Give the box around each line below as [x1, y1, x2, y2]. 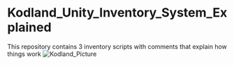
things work [7, 50, 42, 58]
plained [7, 19, 52, 35]
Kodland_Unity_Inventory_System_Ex [7, 5, 228, 21]
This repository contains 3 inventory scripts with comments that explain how [7, 42, 227, 50]
